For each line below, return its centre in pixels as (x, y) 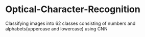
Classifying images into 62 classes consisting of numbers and (70, 23)
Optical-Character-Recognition (73, 9)
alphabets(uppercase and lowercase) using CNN (56, 28)
